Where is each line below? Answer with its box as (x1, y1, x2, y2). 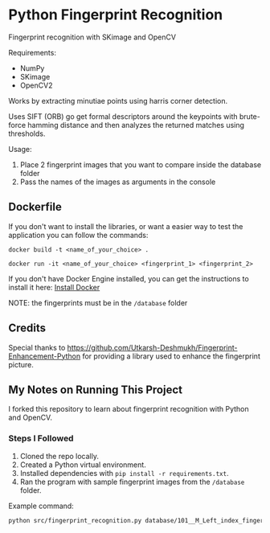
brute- (239, 111, 261, 121)
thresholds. (8, 129, 46, 138)
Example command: (8, 501, 74, 510)
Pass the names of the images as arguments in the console (19, 177, 216, 187)
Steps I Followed (8, 433, 74, 444)
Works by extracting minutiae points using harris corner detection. (8, 96, 227, 105)
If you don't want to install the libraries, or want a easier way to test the (8, 221, 243, 231)
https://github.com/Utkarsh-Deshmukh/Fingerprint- (67, 342, 238, 352)
